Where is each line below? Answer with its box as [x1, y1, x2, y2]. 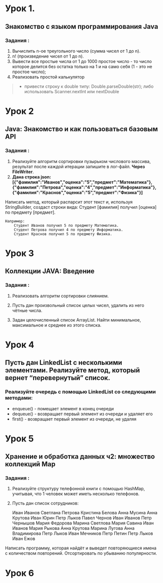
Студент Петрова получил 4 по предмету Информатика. [14, 227, 123, 232]
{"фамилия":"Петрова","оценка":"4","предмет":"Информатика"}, [12, 184, 157, 190]
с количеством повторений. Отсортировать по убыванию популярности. [5, 550, 157, 556]
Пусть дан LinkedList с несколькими [5, 359, 122, 367]
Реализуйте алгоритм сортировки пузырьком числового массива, [12, 158, 151, 164]
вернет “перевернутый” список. [5, 374, 111, 382]
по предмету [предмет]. [5, 209, 56, 215]
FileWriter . [12, 169, 34, 175]
